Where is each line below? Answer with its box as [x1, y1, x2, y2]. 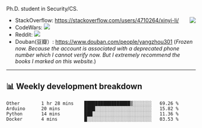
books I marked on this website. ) [14, 58, 96, 65]
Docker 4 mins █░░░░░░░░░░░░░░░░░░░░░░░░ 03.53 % [6, 116, 179, 122]
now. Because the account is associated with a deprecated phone [14, 45, 180, 52]
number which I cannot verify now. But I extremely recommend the [14, 51, 180, 58]
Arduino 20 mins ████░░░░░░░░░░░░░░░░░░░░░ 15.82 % [6, 105, 179, 112]
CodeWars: [14, 24, 43, 31]
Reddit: [14, 31, 33, 38]
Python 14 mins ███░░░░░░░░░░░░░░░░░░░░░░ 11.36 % [6, 111, 179, 117]
